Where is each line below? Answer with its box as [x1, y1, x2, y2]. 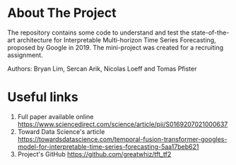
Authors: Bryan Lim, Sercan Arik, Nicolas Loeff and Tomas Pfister [7, 64, 197, 73]
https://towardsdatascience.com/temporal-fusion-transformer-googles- [17, 135, 228, 143]
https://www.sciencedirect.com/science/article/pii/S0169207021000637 [17, 120, 228, 128]
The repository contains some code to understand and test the [7, 28, 190, 37]
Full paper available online [17, 112, 94, 121]
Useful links [7, 90, 79, 105]
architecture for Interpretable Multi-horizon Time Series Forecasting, [16, 35, 217, 44]
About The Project [7, 5, 117, 21]
